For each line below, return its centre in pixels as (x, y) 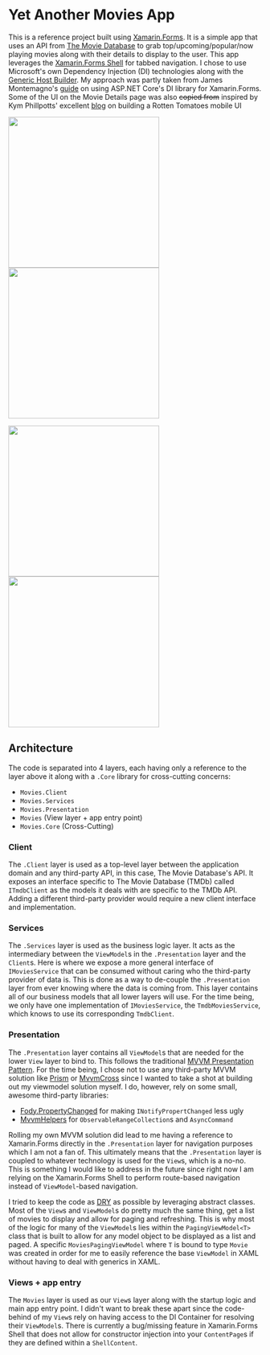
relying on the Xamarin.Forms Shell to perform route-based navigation (124, 1177)
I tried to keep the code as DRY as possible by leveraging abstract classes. (132, 1201)
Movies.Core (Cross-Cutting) (67, 826)
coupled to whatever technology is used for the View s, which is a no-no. (127, 1160)
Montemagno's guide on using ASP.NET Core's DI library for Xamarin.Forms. (135, 88)
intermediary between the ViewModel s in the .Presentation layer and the (127, 954)
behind (20, 1316)
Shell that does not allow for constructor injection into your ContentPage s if (131, 1334)
